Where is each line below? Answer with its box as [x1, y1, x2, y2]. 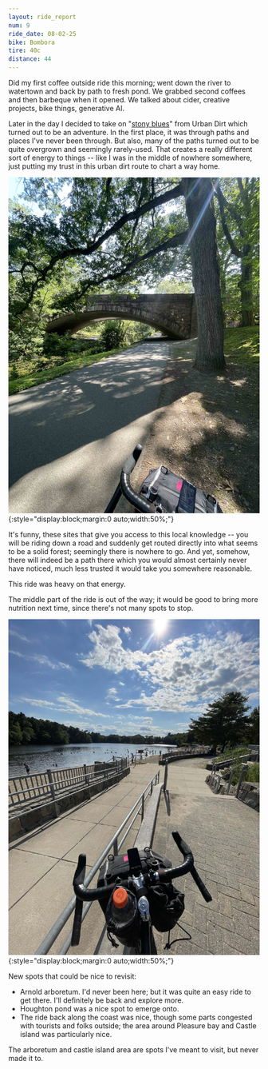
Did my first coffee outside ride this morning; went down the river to [8, 78, 231, 87]
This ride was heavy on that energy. [8, 580, 126, 588]
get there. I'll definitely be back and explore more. [19, 995, 184, 1005]
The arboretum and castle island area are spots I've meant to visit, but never [8, 1045, 259, 1055]
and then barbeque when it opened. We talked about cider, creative [8, 95, 230, 104]
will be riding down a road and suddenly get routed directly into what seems [8, 538, 258, 548]
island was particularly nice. [19, 1030, 112, 1039]
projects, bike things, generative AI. [8, 104, 125, 113]
